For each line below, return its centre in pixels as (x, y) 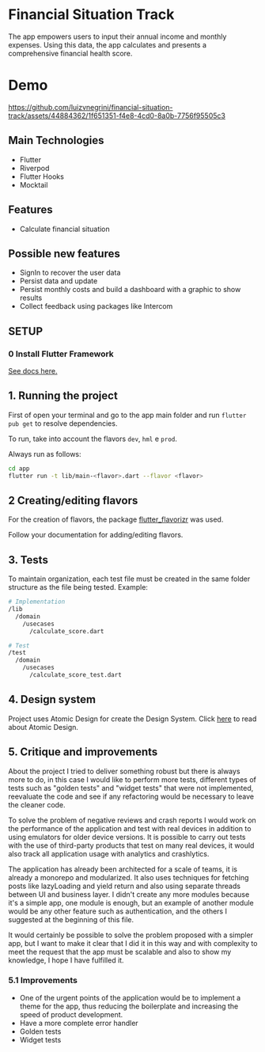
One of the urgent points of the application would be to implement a (130, 997)
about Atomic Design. (44, 727)
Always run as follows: (45, 454)
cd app (19, 469)
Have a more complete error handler (79, 1023)
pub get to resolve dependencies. (63, 423)
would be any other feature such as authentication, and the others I (118, 911)
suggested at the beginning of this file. (71, 919)
